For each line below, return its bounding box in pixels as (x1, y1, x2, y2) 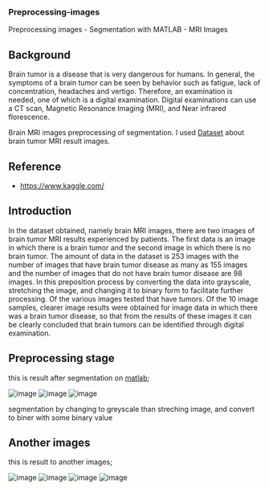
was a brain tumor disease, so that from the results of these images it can (8, 311, 252, 320)
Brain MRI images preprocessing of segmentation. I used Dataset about (8, 128, 245, 138)
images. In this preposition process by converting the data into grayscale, (8, 277, 251, 286)
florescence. (8, 112, 51, 122)
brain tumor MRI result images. (8, 136, 111, 146)
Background (8, 47, 71, 62)
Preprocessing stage (8, 352, 115, 365)
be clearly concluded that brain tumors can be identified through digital (8, 319, 244, 329)
